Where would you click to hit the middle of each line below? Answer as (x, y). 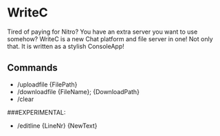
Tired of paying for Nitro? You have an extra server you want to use (102, 32)
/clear (25, 99)
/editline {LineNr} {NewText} (57, 126)
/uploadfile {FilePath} (47, 84)
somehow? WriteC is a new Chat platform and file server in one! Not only (110, 38)
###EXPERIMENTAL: (36, 112)
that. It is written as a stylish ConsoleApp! (66, 46)
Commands (33, 68)
